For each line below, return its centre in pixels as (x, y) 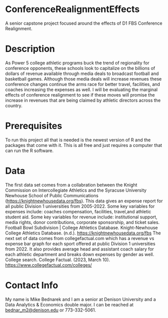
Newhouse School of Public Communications (52, 195)
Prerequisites (34, 126)
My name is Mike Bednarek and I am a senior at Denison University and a (81, 299)
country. (14, 105)
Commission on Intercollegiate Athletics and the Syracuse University (76, 190)
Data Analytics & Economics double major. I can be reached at (69, 304)
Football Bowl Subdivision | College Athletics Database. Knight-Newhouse (81, 227)
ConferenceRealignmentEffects (72, 9)
